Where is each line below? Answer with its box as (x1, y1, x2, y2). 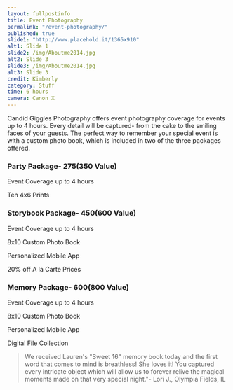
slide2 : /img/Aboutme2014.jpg (7, 50, 96, 57)
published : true (7, 29, 55, 37)
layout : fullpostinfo (7, 10, 71, 18)
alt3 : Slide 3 (7, 69, 49, 76)
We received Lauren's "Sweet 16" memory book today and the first (24, 352, 218, 361)
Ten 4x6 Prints (7, 190, 50, 200)
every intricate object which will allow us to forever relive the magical (24, 367, 225, 375)
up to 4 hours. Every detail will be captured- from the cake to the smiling (7, 122, 218, 130)
